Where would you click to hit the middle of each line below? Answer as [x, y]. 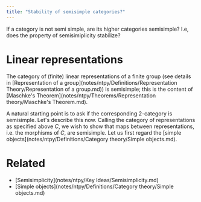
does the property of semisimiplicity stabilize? [63, 35]
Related [26, 163]
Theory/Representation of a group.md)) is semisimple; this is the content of [100, 89]
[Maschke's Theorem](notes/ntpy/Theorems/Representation [81, 95]
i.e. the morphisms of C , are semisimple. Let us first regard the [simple [94, 132]
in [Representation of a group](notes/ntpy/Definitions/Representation [92, 82]
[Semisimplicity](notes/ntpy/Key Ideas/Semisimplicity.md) [87, 180]
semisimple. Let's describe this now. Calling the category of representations [101, 120]
